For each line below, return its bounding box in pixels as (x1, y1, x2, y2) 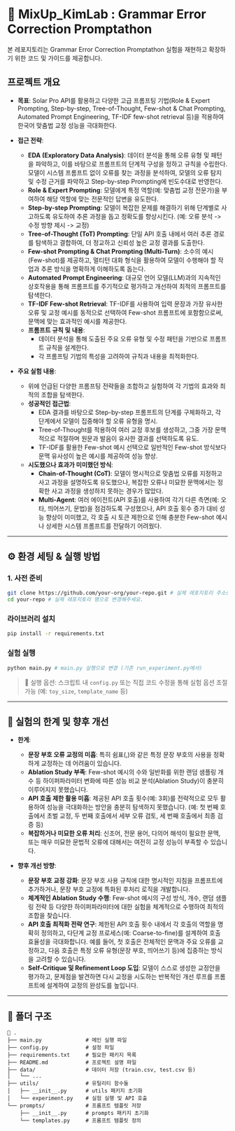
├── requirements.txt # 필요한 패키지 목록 (7, 1052, 137, 1059)
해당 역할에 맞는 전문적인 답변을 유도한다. (46, 194, 159, 203)
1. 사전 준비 (7, 574, 43, 583)
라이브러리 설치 (7, 614, 56, 624)
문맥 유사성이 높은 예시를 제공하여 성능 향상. (38, 451, 158, 460)
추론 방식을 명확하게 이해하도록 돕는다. (41, 264, 146, 273)
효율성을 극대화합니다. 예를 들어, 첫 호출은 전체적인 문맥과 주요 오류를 (27, 937, 217, 946)
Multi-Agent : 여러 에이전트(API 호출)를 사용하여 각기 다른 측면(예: (38, 495, 220, 504)
